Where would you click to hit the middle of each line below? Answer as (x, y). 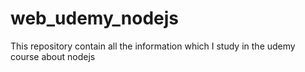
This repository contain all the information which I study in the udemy (153, 46)
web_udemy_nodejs (95, 18)
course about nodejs (53, 56)
